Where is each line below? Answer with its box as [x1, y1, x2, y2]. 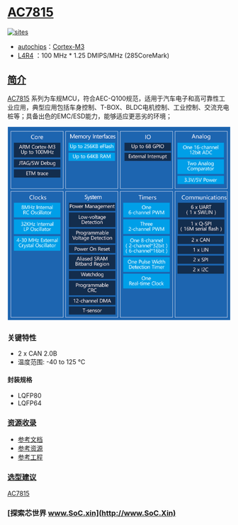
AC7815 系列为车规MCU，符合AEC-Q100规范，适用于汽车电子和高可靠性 [7, 94, 220, 103]
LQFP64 [17, 399, 42, 407]
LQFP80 [17, 391, 42, 400]
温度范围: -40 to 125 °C [17, 357, 86, 366]
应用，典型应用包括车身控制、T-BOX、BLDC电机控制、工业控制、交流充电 [13, 103, 229, 111]
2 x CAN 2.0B [17, 349, 58, 358]
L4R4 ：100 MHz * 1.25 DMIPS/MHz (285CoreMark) [17, 51, 170, 60]
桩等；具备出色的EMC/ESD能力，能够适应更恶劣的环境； [7, 111, 172, 120]
